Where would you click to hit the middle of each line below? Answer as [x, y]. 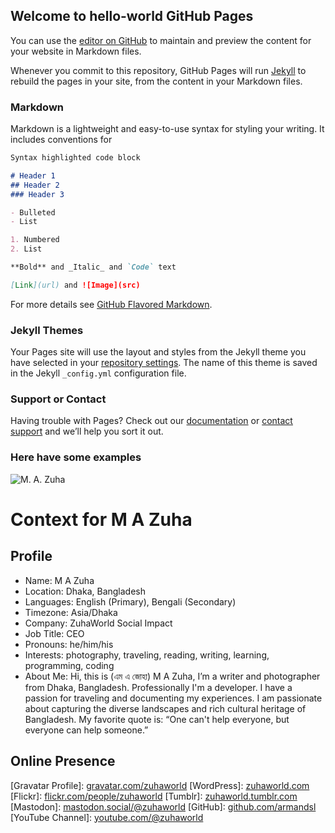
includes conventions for [61, 140]
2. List [26, 249]
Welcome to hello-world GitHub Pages [132, 16]
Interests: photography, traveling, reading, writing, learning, [147, 655]
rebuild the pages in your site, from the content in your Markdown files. [156, 81]
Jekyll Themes [47, 330]
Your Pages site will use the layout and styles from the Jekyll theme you [158, 352]
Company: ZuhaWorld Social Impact [98, 623]
